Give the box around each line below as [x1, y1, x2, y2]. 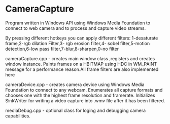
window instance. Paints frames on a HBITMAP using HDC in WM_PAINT [5, 61, 157, 67]
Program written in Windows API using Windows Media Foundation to [5, 20, 151, 26]
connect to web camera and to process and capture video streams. [5, 25, 146, 31]
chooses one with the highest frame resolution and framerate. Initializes [5, 92, 156, 98]
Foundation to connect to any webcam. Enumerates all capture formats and [5, 87, 163, 93]
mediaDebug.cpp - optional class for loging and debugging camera [5, 107, 146, 113]
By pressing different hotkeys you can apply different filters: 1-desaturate [5, 35, 158, 41]
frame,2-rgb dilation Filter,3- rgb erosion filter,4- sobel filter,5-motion [5, 40, 150, 46]
